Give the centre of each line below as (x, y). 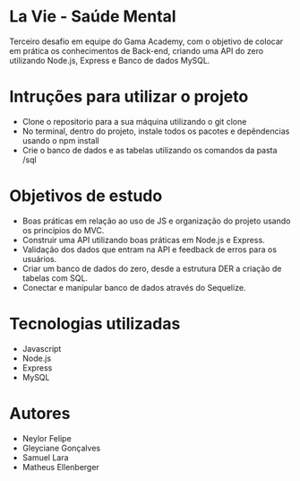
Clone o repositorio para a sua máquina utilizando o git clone (134, 121)
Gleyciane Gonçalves (61, 448)
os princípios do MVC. (63, 230)
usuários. (39, 258)
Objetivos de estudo (86, 196)
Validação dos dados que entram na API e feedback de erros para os (150, 249)
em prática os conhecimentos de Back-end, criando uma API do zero (137, 50)
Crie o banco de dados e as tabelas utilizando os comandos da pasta (150, 150)
